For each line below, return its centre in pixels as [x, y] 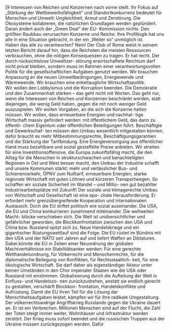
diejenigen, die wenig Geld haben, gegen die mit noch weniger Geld [76, 104]
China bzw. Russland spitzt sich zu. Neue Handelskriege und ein [72, 227]
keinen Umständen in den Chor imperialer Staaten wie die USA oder [76, 270]
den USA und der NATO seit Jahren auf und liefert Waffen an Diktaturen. [80, 238]
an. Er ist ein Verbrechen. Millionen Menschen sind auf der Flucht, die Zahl [83, 308]
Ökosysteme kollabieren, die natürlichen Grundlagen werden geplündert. [81, 23]
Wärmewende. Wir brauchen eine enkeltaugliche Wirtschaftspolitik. [75, 82]
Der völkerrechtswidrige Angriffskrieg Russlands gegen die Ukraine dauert [83, 302]
